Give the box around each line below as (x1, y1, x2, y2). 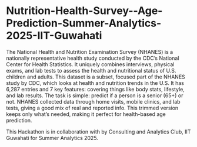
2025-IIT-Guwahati (6, 29, 102, 42)
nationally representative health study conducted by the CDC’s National (6, 54, 179, 61)
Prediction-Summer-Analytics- (6, 16, 162, 30)
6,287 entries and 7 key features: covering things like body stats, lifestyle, (6, 86, 185, 93)
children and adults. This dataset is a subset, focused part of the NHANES (6, 73, 185, 80)
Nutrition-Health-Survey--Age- (6, 4, 163, 18)
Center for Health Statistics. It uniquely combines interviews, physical (6, 60, 175, 68)
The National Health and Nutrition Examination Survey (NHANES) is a (6, 48, 173, 55)
